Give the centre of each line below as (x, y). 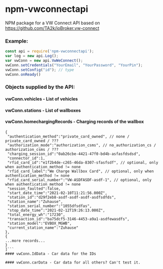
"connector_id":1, (26, 158)
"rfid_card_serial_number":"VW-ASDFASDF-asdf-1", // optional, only (80, 180)
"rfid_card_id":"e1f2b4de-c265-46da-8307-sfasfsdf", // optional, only (83, 162)
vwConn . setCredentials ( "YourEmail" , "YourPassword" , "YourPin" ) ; (74, 65)
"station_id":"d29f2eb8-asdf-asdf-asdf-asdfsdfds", (62, 197)
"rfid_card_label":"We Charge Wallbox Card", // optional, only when (81, 171)
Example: (17, 41)
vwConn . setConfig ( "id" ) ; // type (40, 70)
